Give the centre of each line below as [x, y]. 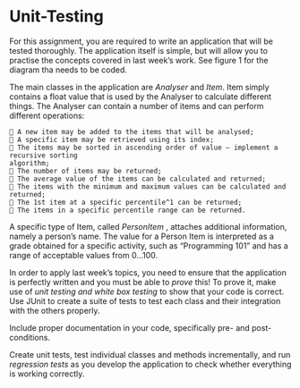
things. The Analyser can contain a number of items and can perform [137, 105]
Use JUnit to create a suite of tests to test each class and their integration [145, 300]
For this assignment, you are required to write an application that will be [141, 41]
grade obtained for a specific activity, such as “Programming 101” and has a [149, 245]
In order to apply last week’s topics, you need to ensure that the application [148, 272]
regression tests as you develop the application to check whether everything [150, 364]
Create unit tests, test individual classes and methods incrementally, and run [150, 354]
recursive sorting [43, 155]
